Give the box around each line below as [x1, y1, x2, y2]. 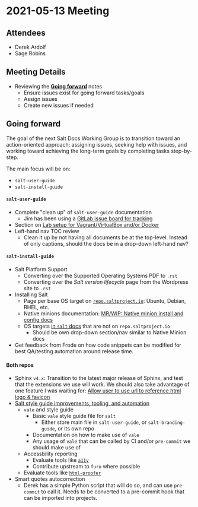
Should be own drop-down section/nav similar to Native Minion [32, 329, 187, 336]
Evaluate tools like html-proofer [23, 469, 101, 476]
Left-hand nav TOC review [14, 227, 80, 235]
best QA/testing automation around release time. [14, 348, 134, 355]
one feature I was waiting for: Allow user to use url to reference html [14, 387, 181, 394]
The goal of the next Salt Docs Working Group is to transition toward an [6, 135, 181, 142]
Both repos [6, 361, 34, 369]
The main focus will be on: [6, 165, 71, 172]
